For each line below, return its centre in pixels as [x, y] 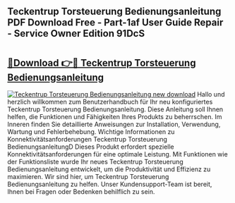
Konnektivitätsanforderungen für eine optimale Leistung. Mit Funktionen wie [117, 154]
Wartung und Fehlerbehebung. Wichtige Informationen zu [91, 132]
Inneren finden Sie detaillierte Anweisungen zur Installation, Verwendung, [114, 124]
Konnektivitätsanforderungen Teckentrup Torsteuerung [88, 139]
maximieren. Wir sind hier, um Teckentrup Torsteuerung [88, 177]
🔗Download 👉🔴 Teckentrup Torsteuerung [102, 63]
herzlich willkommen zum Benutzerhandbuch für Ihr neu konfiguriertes [110, 102]
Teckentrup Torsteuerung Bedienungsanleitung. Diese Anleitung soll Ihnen [115, 109]
